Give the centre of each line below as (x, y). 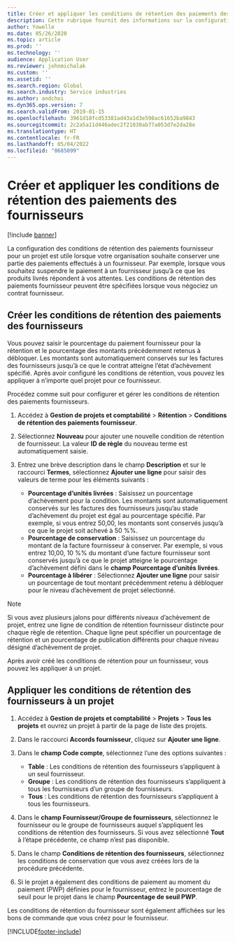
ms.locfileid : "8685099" (43, 151)
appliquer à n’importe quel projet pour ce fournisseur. (84, 380)
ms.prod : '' (24, 46)
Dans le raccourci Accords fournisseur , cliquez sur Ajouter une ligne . (119, 739)
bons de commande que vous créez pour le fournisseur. (88, 917)
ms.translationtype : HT (42, 131)
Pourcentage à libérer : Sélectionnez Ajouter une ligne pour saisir (123, 575)
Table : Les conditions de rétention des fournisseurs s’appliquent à (124, 767)
